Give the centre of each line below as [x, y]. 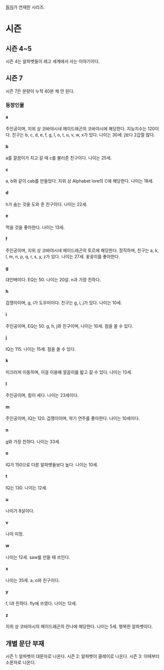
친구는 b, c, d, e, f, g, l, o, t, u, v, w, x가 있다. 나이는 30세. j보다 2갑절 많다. [83, 135]
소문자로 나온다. [21, 663]
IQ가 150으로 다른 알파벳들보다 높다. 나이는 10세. [52, 464]
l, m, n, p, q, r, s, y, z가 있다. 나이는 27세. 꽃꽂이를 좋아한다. [63, 256]
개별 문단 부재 [25, 643]
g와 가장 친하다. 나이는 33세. [33, 441]
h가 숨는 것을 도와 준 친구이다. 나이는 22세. [47, 204]
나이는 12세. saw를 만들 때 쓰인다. [38, 557]
